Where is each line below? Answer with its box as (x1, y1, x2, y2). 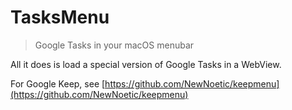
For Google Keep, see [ (10, 77, 106, 90)
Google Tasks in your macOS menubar (34, 39, 195, 51)
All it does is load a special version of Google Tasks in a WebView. (10, 58, 282, 70)
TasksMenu (10, 6, 110, 29)
